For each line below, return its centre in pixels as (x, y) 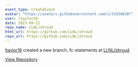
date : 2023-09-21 (23, 23)
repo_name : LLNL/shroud (29, 27)
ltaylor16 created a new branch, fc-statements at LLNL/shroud (67, 50)
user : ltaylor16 (21, 18)
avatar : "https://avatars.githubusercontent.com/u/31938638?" (69, 14)
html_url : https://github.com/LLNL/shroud (49, 32)
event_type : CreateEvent (30, 9)
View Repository (21, 59)
